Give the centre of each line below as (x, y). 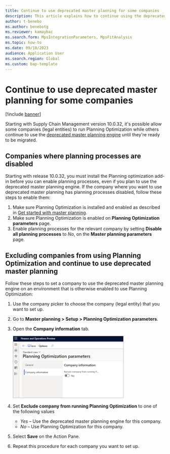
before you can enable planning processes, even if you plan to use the (83, 181)
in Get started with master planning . (50, 213)
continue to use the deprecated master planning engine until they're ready (83, 135)
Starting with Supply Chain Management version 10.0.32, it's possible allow (83, 124)
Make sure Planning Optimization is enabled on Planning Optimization (86, 218)
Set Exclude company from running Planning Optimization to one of (85, 406)
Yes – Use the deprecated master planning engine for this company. (91, 421)
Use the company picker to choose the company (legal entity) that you (86, 304)
